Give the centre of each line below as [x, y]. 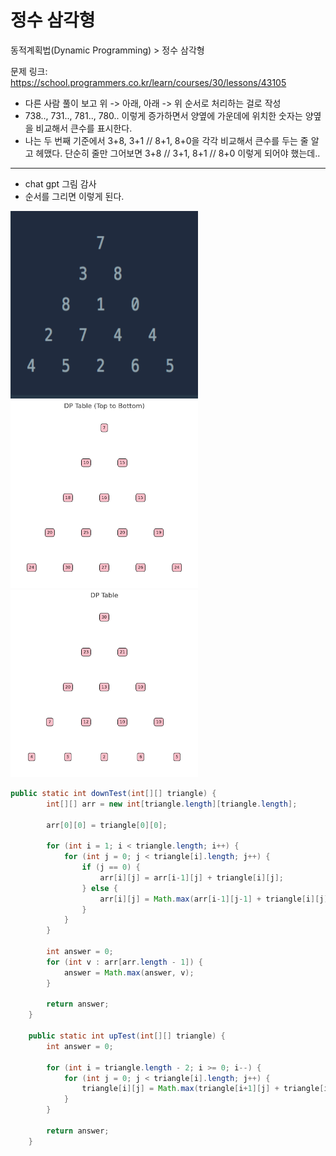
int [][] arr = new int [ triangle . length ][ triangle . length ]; [172, 804]
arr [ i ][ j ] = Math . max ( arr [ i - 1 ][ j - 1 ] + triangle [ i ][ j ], [216, 899]
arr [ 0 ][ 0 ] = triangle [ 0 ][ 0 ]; [107, 825]
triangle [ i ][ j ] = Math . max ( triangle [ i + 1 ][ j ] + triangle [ [203, 1089]
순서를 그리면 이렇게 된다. [74, 196]
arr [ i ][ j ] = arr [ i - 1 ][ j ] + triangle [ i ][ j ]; [191, 877]
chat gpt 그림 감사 [60, 183]
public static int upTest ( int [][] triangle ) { [127, 1036]
